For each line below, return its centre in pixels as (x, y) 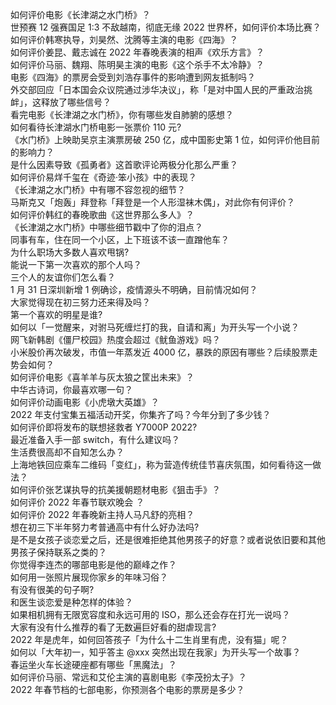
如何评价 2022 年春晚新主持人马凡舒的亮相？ (102, 514)
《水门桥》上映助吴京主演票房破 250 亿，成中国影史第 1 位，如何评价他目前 (165, 139)
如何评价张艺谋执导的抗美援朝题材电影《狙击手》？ (115, 489)
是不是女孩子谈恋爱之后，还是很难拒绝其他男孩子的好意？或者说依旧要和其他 (168, 539)
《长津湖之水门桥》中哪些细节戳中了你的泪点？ (106, 227)
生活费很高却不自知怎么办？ (67, 452)
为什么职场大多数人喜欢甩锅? (70, 252)
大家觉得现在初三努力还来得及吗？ (80, 302)
